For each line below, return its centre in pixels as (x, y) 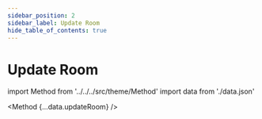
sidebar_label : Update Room (54, 23)
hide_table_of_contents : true (57, 30)
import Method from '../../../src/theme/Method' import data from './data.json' (131, 91)
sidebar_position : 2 (42, 15)
